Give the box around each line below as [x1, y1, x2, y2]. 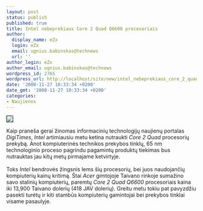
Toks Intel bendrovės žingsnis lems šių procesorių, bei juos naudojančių [6, 165, 185, 172]
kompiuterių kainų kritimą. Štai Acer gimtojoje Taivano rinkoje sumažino [6, 172, 184, 179]
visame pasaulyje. [6, 197, 51, 205]
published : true [6, 20, 47, 26]
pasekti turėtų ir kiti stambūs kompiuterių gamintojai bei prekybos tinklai [6, 191, 185, 198]
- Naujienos [6, 98, 36, 104]
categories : [6, 93, 36, 99]
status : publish [6, 14, 47, 20]
